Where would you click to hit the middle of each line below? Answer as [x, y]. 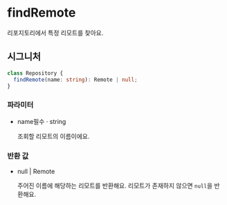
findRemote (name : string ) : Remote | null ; [75, 80]
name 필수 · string [42, 121]
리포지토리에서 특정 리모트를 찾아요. [55, 33]
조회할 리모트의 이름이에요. [53, 136]
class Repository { [35, 73]
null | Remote [36, 171]
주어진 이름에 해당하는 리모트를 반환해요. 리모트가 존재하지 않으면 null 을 [115, 186]
